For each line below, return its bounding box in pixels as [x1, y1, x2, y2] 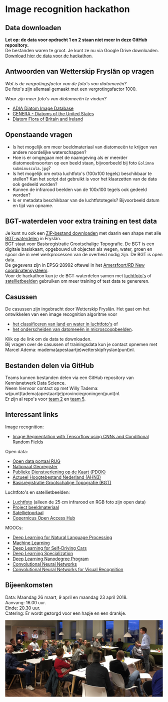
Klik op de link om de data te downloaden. [5, 336, 92, 342]
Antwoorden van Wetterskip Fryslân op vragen [5, 67, 154, 76]
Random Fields [12, 439, 43, 445]
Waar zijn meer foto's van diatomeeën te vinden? [5, 95, 106, 101]
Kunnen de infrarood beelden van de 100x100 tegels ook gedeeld [12, 187, 147, 193]
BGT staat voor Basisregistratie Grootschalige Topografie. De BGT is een [5, 241, 154, 247]
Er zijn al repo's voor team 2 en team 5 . [5, 396, 86, 402]
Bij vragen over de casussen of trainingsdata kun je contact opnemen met [5, 341, 157, 347]
